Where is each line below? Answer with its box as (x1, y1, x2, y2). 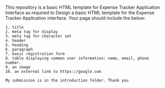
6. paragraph (5, 47, 33, 52)
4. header (5, 38, 26, 43)
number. (5, 60, 22, 65)
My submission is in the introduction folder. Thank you (5, 78, 129, 83)
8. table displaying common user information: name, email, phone (5, 56, 149, 61)
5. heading (5, 42, 29, 48)
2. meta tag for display (5, 29, 58, 34)
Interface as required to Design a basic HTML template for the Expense (5, 10, 155, 16)
